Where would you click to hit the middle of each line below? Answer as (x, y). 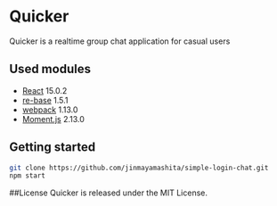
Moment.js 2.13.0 (53, 119)
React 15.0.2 (45, 90)
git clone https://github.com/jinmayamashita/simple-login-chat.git (139, 168)
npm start (28, 176)
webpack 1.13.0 (50, 110)
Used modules (50, 69)
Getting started (53, 148)
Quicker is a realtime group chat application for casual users (120, 41)
